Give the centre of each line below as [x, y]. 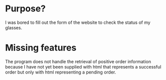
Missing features [41, 48]
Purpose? [26, 9]
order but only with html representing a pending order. [61, 72]
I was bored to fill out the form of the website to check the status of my [78, 22]
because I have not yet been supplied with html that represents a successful [83, 67]
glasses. [14, 27]
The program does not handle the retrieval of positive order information [78, 61]
